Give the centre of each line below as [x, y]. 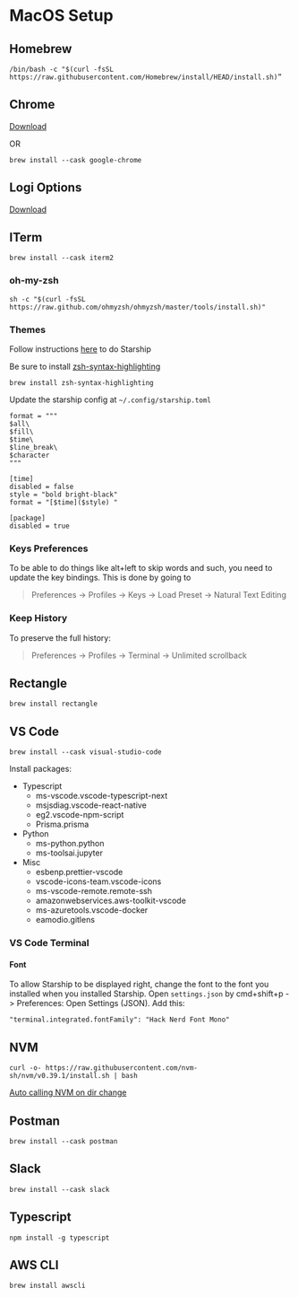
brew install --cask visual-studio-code [86, 752]
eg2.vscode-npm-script [80, 815]
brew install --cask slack [60, 1189]
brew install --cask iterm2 [62, 258]
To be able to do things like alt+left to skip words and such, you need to [141, 568]
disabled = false [42, 487]
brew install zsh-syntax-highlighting [81, 383]
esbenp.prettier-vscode [79, 872]
